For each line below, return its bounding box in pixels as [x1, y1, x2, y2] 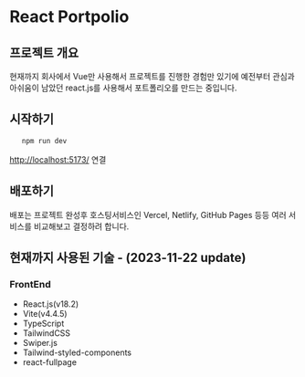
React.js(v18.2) [22, 298, 79, 309]
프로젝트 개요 [9, 45, 79, 60]
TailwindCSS [22, 328, 71, 339]
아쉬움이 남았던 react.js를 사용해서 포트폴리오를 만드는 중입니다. [9, 82, 237, 93]
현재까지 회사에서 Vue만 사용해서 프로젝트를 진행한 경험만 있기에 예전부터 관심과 [9, 71, 295, 81]
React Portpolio [9, 6, 130, 27]
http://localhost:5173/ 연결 [9, 153, 107, 165]
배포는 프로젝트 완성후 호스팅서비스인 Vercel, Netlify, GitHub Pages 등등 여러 [9, 209, 287, 220]
